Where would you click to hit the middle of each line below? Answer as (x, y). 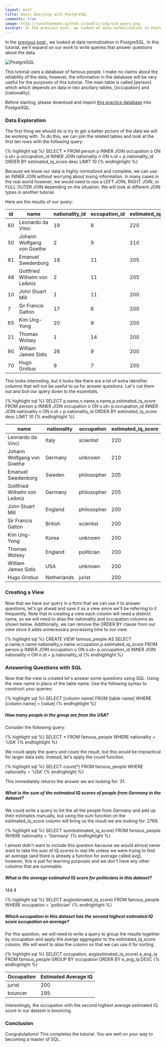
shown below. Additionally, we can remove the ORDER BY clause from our (80, 624)
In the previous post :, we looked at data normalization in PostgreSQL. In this (82, 42)
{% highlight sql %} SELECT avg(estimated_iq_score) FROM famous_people (82, 899)
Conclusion (19, 1023)
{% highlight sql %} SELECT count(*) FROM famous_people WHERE (74, 766)
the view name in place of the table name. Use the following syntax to (76, 684)
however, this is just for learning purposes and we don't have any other (77, 861)
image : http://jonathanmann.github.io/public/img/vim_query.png (73, 23)
